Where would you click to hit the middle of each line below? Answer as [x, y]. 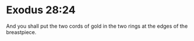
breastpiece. [21, 32]
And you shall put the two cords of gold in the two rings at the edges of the [97, 26]
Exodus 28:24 [41, 10]
